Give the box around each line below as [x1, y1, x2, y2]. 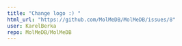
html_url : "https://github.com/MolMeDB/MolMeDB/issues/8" [7, 16, 176, 23]
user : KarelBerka [7, 22, 57, 29]
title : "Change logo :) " [7, 9, 81, 17]
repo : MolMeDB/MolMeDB [7, 28, 72, 36]
